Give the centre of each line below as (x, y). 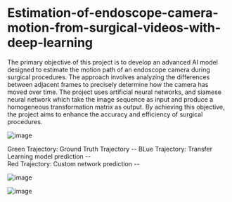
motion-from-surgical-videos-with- (114, 28)
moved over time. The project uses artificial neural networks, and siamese (115, 92)
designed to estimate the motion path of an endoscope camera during (109, 69)
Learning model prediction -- (49, 156)
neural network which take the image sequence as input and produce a (110, 99)
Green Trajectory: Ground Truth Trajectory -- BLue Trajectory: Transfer (110, 149)
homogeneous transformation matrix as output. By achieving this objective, (116, 107)
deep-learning (50, 43)
